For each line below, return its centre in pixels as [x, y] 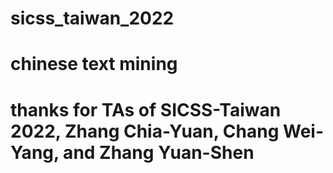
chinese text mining [94, 64]
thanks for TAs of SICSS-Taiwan [146, 109]
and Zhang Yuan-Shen [159, 152]
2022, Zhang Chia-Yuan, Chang [145, 131]
